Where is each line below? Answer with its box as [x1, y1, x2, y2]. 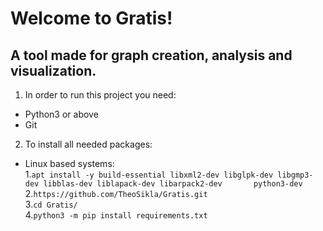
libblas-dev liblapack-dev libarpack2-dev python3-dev [43, 179, 303, 189]
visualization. [10, 62, 97, 79]
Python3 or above [24, 108, 99, 120]
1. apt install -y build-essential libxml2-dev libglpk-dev [24, 168, 274, 180]
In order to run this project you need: [24, 89, 177, 101]
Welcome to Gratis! [10, 7, 173, 30]
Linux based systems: [24, 158, 115, 169]
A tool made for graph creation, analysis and [10, 47, 293, 64]
